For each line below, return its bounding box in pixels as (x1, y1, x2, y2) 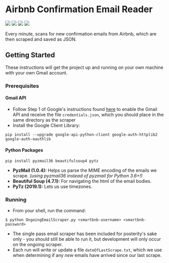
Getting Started (5, 51, 55, 59)
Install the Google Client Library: (12, 122, 80, 128)
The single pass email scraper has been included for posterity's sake (12, 231, 157, 237)
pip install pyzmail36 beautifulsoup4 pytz (5, 159, 99, 164)
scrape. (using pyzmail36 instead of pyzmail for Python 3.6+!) (12, 173, 143, 179)
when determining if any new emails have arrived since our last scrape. (12, 252, 162, 258)
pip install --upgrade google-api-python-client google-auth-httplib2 (5, 132, 158, 137)
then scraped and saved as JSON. (5, 36, 77, 42)
